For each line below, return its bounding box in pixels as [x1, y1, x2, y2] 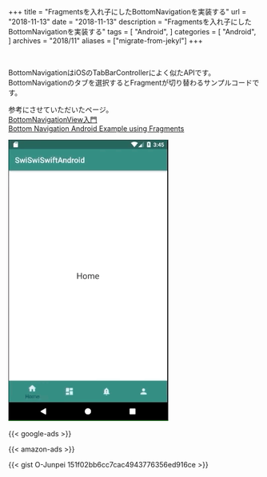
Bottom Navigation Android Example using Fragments [8, 124, 185, 133]
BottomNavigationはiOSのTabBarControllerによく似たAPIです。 [8, 68, 216, 78]
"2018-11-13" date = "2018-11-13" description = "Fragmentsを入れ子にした [8, 17, 252, 26]
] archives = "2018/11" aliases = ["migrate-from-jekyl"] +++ [8, 36, 203, 46]
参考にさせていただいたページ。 [8, 105, 114, 114]
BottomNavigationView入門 [8, 115, 98, 124]
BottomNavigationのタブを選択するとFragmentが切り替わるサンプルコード [8, 78, 253, 87]
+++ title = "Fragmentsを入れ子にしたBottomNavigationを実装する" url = [8, 7, 247, 16]
